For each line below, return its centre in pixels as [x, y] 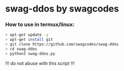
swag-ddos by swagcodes [62, 9]
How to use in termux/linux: [40, 25]
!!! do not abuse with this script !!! [40, 63]
